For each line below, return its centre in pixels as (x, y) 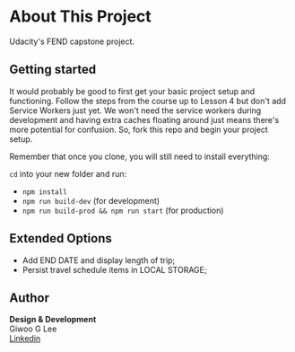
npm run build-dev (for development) (91, 200)
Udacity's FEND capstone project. (72, 41)
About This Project (81, 17)
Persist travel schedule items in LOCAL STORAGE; (114, 269)
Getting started (53, 70)
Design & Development (53, 320)
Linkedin (25, 339)
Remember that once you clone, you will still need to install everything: (140, 156)
